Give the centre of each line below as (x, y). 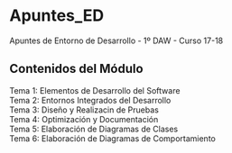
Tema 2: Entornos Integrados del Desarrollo (90, 100)
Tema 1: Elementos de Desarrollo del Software (95, 90)
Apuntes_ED (57, 16)
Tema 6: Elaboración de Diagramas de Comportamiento (113, 138)
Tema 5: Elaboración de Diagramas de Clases (94, 129)
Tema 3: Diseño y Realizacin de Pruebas (84, 110)
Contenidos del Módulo (76, 69)
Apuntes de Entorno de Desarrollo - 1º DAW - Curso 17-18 (116, 40)
